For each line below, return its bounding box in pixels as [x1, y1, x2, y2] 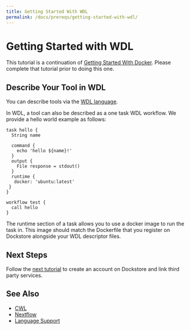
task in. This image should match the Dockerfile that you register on [6, 227, 171, 234]
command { [11, 143, 35, 149]
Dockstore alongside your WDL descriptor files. [6, 233, 121, 240]
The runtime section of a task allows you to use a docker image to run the [6, 220, 185, 227]
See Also [6, 289, 39, 299]
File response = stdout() [16, 164, 81, 169]
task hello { [6, 128, 38, 133]
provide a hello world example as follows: [6, 116, 106, 123]
